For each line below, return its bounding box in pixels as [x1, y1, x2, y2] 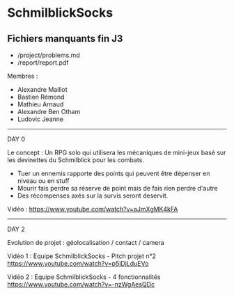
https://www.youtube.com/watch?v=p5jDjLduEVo [7, 260, 149, 267]
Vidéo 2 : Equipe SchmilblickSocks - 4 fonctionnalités [7, 273, 161, 281]
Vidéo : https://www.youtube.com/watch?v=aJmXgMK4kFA [7, 205, 178, 213]
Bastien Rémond [17, 93, 65, 101]
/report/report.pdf [17, 58, 69, 67]
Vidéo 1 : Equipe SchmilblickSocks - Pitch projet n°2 [7, 252, 157, 260]
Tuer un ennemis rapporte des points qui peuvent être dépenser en [17, 169, 210, 177]
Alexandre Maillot [17, 86, 68, 93]
